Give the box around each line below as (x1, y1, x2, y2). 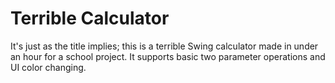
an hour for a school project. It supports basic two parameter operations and (10, 50, 326, 62)
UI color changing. (10, 61, 87, 73)
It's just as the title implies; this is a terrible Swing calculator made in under (10, 40, 319, 52)
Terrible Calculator (10, 7, 170, 30)
